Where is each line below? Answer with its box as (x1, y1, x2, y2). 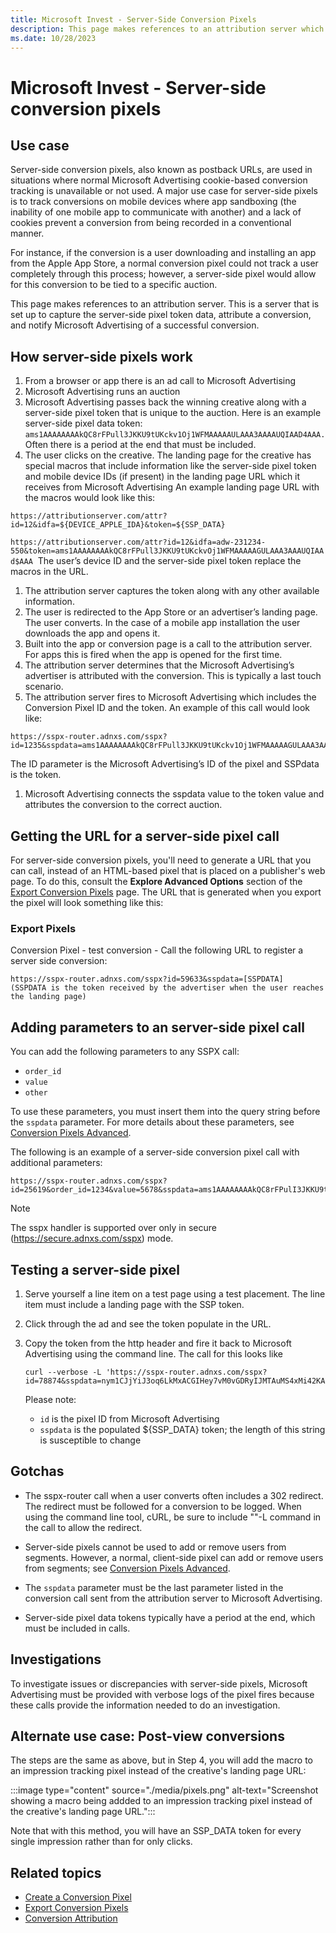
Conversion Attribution (24, 1912, 118, 1925)
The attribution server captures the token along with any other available (24, 585, 320, 597)
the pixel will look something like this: (10, 897, 164, 908)
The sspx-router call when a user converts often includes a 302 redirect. (24, 1489, 324, 1501)
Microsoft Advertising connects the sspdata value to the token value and (24, 788, 325, 800)
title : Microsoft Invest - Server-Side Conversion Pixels (10, 14, 257, 25)
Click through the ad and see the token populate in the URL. (24, 1317, 272, 1330)
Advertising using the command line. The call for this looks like (24, 1347, 284, 1360)
